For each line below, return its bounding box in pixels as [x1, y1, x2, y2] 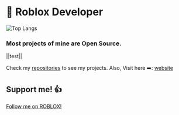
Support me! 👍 [6, 84, 63, 94]
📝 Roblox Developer [6, 5, 104, 19]
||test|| [6, 53, 22, 60]
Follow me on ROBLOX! [6, 103, 62, 110]
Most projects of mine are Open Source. [6, 39, 122, 48]
